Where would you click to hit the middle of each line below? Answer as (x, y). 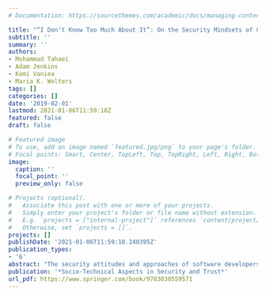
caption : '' (35, 169)
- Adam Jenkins (33, 67)
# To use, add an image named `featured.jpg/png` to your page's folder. (133, 147)
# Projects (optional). (47, 199)
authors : (23, 52)
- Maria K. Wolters (40, 81)
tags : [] (23, 89)
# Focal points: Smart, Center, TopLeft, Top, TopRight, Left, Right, (127, 154)
